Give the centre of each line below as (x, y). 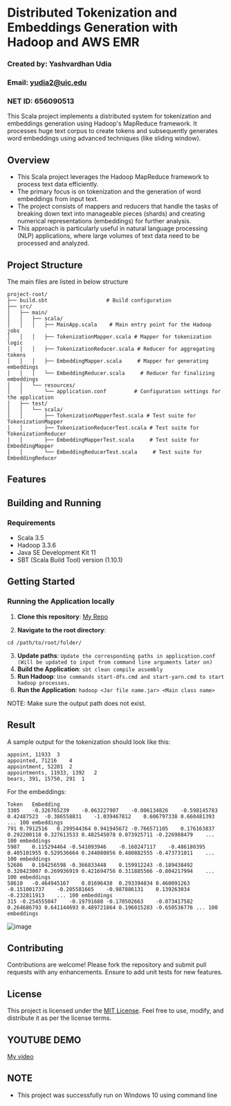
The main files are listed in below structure (68, 282)
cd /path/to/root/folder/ (44, 643)
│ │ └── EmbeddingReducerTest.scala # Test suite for (105, 452)
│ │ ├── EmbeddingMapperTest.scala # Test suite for (103, 440)
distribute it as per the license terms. (59, 1018)
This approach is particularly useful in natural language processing (112, 228)
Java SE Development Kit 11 (56, 553)
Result (21, 725)
